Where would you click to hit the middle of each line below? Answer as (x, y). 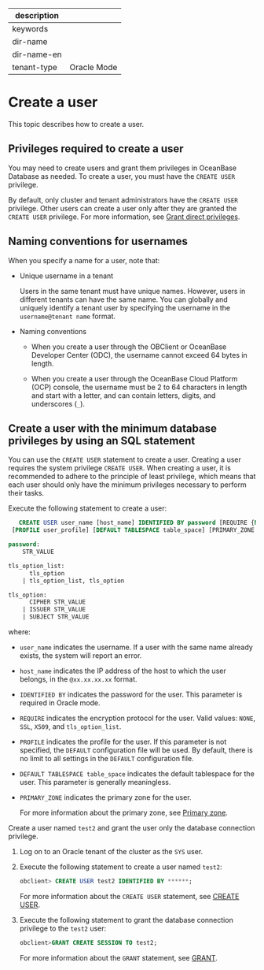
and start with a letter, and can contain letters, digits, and (123, 395)
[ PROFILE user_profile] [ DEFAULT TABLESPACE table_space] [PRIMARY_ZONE (133, 530)
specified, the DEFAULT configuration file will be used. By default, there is (136, 750)
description (37, 15)
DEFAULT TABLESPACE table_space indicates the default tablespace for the (137, 774)
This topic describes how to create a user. (76, 124)
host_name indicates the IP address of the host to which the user (123, 671)
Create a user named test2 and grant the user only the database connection (132, 828)
